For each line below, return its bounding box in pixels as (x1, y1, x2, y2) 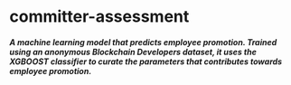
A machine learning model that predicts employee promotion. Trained (9, 36, 277, 47)
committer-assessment (9, 6, 190, 27)
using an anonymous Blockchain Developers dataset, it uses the (9, 46, 258, 57)
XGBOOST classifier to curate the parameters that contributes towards (9, 56, 283, 67)
